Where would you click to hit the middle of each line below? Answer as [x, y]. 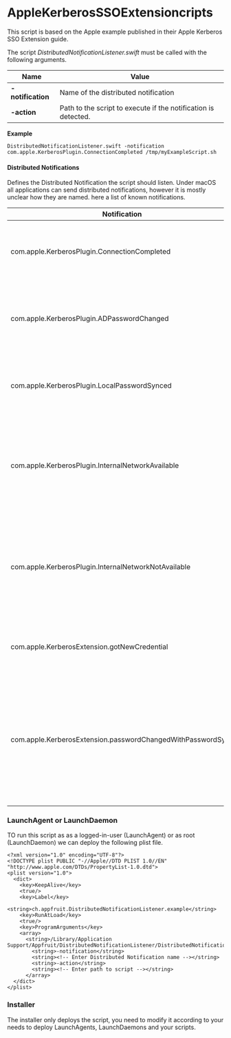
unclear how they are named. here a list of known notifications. [96, 197]
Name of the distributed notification [117, 92]
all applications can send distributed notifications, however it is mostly [107, 190]
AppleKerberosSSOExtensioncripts [110, 13]
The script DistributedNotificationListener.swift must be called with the [107, 52]
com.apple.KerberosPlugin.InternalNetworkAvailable [95, 465]
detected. [75, 116]
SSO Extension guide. [38, 38]
